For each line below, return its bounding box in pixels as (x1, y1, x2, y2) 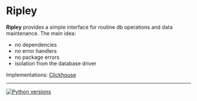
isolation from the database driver (14, 60, 97, 67)
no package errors (14, 53, 60, 60)
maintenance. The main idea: (6, 29, 76, 36)
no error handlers (14, 47, 57, 54)
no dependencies (14, 41, 57, 48)
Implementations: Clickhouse (6, 71, 76, 78)
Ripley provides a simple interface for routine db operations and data (6, 23, 173, 31)
